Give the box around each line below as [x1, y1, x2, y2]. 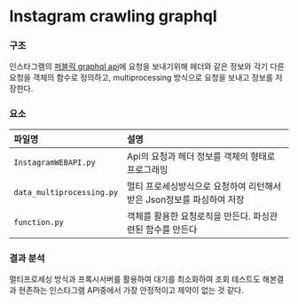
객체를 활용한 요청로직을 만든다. [127, 210, 251, 222]
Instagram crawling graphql [9, 6, 217, 27]
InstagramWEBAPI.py [13, 157, 96, 168]
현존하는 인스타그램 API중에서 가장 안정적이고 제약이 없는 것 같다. [18, 285, 244, 296]
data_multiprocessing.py [13, 187, 119, 197]
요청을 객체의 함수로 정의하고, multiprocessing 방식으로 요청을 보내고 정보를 [9, 73, 273, 83]
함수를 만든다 [145, 223, 198, 236]
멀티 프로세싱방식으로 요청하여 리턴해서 [127, 180, 282, 192]
